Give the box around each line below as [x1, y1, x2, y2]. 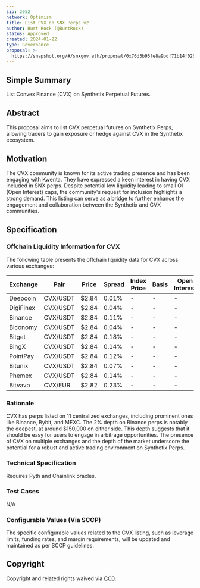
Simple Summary [6, 75, 71, 85]
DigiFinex [9, 304, 36, 312]
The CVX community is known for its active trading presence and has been [6, 170, 190, 177]
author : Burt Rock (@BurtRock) [6, 25, 84, 32]
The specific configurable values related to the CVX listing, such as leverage [6, 529, 194, 536]
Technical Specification [6, 459, 76, 467]
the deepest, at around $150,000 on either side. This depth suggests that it [6, 425, 190, 432]
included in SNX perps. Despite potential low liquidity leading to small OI [6, 182, 183, 189]
